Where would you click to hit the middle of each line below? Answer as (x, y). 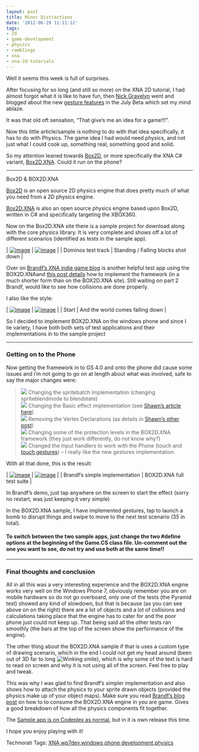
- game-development (30, 39)
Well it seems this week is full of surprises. (58, 78)
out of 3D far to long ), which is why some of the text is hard (99, 659)
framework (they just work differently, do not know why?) (91, 439)
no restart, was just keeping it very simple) (58, 499)
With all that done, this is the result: (49, 463)
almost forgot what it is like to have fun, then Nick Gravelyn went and (90, 96)
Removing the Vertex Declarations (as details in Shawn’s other (104, 419)
